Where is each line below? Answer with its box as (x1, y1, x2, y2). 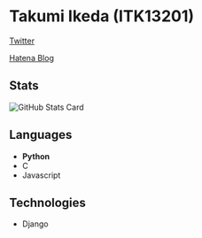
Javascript (21, 170, 61, 180)
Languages (9, 127, 73, 142)
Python (21, 150, 50, 161)
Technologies (9, 195, 87, 210)
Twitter (9, 35, 35, 46)
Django (21, 219, 49, 229)
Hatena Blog (9, 52, 55, 63)
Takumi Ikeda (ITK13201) (9, 6, 195, 27)
